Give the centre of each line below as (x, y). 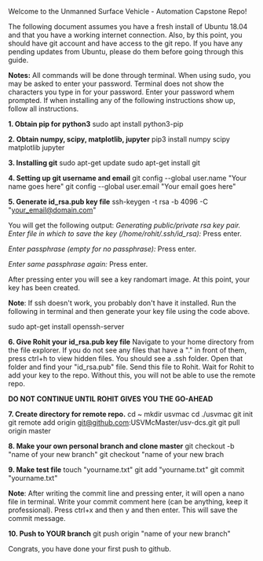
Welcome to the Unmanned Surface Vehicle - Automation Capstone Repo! (128, 11)
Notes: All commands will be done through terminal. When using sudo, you (130, 75)
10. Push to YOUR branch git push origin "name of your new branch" (120, 533)
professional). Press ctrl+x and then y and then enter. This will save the (123, 510)
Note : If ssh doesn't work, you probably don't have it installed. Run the (122, 303)
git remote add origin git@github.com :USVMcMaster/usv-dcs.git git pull (124, 423)
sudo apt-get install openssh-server (66, 327)
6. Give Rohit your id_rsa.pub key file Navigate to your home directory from (131, 342)
